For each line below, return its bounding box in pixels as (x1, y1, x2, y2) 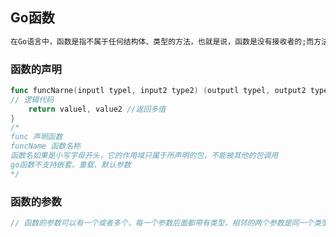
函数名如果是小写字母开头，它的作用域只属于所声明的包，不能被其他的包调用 (10, 151, 279, 161)
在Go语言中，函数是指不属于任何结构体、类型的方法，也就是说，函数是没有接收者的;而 (10, 36, 315, 47)
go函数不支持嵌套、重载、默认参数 (10, 159, 132, 170)
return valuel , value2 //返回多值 (28, 104, 167, 114)
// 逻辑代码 (10, 94, 55, 105)
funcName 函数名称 (10, 141, 81, 152)
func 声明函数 (10, 132, 63, 142)
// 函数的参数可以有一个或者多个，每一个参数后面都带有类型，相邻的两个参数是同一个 (10, 218, 315, 228)
